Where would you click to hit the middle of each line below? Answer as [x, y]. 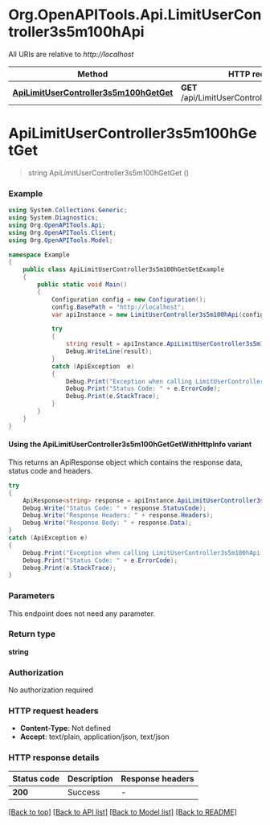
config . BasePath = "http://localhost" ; [118, 307]
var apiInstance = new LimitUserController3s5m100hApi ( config [157, 314]
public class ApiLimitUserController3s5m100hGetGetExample [124, 270]
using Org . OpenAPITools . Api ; [57, 225]
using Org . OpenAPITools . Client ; [62, 232]
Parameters [31, 596]
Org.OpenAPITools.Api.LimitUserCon [135, 15]
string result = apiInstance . [116, 344]
